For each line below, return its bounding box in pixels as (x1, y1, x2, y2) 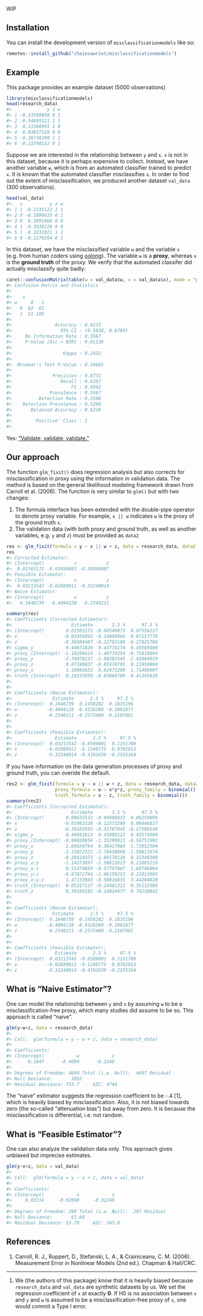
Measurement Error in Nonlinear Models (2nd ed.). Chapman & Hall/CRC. (14, 1259, 197, 1266)
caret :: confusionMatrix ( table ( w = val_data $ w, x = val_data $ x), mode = (6, 277, 190, 283)
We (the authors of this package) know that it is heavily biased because (14, 1277, 193, 1284)
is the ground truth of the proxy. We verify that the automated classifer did (6, 259, 192, 266)
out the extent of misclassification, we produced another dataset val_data (6, 177, 190, 185)
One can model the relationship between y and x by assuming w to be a (6, 1000, 182, 1007)
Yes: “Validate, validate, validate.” (6, 435, 89, 442)
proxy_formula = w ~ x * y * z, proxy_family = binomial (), (54, 787, 199, 793)
